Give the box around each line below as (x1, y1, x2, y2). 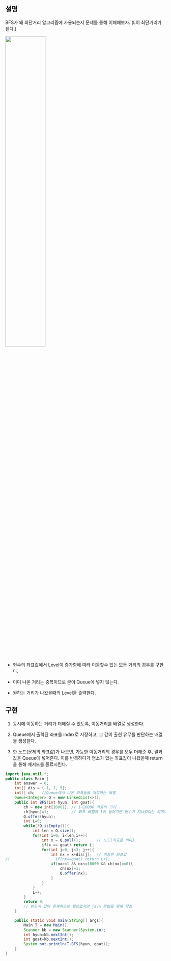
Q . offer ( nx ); (60, 871, 88, 876)
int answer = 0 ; (14, 781, 49, 786)
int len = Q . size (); (32, 828, 76, 834)
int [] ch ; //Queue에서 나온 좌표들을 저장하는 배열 (14, 790, 116, 795)
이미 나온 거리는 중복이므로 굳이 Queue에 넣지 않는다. (12, 679, 119, 685)
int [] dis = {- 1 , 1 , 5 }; (14, 786, 67, 791)
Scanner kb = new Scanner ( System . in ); (23, 927, 106, 932)
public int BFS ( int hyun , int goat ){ (14, 800, 95, 805)
